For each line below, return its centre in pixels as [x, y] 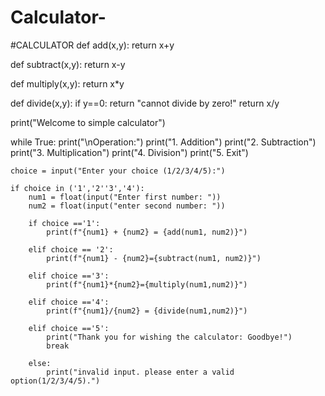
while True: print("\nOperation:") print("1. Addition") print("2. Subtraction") [163, 142]
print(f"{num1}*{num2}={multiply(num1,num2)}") [147, 284]
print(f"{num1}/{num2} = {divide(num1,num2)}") [147, 311]
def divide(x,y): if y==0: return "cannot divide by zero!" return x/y [145, 103]
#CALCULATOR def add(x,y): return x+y [92, 45]
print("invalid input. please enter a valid [140, 372]
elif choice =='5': [69, 328]
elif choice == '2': [71, 249]
